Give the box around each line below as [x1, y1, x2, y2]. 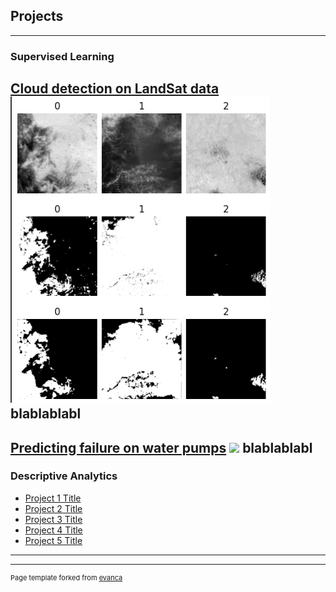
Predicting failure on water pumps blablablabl [10, 439, 313, 456]
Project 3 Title [24, 513, 83, 525]
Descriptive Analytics [10, 469, 118, 483]
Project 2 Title [24, 502, 83, 514]
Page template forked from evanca [10, 572, 123, 583]
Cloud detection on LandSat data [10, 80, 220, 98]
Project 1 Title [24, 492, 82, 504]
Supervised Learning [10, 49, 115, 63]
